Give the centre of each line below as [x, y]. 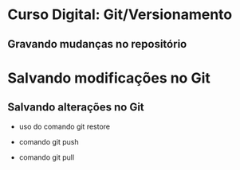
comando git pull [47, 157]
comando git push [49, 141]
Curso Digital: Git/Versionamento [120, 15]
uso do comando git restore [65, 126]
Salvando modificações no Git [109, 78]
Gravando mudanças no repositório [97, 44]
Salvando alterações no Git [76, 108]
